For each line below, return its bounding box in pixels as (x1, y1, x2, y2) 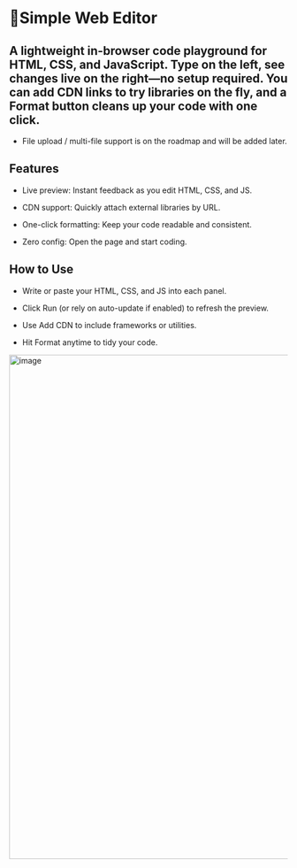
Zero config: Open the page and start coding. (21, 236, 187, 247)
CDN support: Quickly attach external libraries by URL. (21, 202, 221, 212)
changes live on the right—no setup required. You (9, 71, 288, 86)
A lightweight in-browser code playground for (9, 43, 268, 58)
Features (9, 161, 59, 176)
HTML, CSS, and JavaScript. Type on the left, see (9, 57, 286, 72)
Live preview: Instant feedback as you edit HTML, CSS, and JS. (21, 185, 253, 196)
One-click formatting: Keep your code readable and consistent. (21, 219, 252, 229)
